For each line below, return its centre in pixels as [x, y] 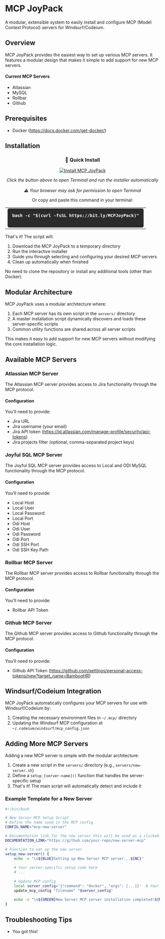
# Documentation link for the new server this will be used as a [73, 836]
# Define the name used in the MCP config [49, 822]
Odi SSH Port [26, 544]
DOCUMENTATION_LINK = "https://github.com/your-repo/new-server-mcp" [76, 840]
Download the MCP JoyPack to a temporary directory [66, 246]
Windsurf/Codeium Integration [53, 691]
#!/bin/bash [17, 809]
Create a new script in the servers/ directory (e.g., [63, 765]
